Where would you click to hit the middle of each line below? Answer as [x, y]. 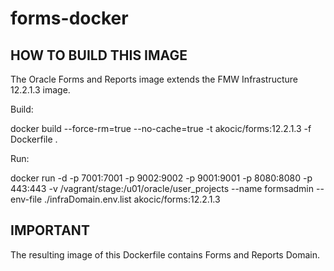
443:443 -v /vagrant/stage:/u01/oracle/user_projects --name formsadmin [162, 188]
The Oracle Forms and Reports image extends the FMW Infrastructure [154, 79]
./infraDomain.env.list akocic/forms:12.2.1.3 [132, 199]
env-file [26, 199]
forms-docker [69, 18]
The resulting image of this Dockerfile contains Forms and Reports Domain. [165, 254]
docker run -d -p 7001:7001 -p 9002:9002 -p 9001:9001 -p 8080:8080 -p [161, 178]
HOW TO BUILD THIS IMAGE [99, 55]
